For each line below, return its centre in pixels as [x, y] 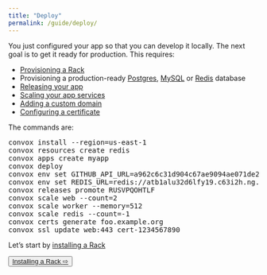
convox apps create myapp [59, 158]
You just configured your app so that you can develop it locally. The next [127, 45]
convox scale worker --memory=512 [75, 206]
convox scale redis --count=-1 [69, 214]
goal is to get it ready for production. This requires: [91, 54]
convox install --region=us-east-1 [77, 142]
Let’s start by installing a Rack [57, 245]
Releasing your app [51, 86]
